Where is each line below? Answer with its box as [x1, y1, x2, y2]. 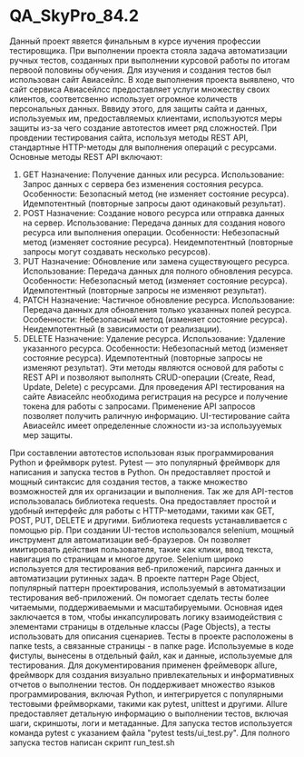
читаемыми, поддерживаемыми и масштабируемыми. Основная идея [9, 602, 283, 613]
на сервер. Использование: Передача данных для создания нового [22, 217, 286, 228]
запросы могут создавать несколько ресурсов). [22, 246, 211, 257]
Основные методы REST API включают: [9, 151, 163, 162]
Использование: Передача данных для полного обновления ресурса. [22, 265, 293, 276]
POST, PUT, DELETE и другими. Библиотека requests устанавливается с [9, 514, 288, 525]
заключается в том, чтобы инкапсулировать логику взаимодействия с [9, 611, 283, 623]
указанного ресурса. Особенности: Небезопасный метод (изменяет [22, 343, 289, 354]
